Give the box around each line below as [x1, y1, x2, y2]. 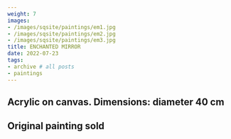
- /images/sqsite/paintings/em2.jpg [7, 30, 116, 38]
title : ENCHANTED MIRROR [7, 43, 81, 50]
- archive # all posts [7, 63, 75, 70]
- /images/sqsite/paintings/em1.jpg [7, 23, 116, 30]
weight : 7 [7, 10, 37, 18]
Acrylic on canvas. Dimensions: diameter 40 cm [7, 96, 225, 108]
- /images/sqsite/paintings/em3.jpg [7, 37, 116, 44]
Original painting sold [7, 120, 105, 132]
